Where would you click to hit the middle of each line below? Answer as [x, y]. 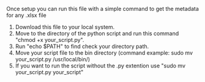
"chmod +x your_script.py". [50, 40]
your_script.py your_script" [49, 72]
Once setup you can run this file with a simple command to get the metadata [102, 9]
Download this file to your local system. [65, 27]
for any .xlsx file [27, 15]
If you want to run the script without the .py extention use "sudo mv [100, 66]
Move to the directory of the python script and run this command [97, 33]
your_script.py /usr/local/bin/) [53, 59]
